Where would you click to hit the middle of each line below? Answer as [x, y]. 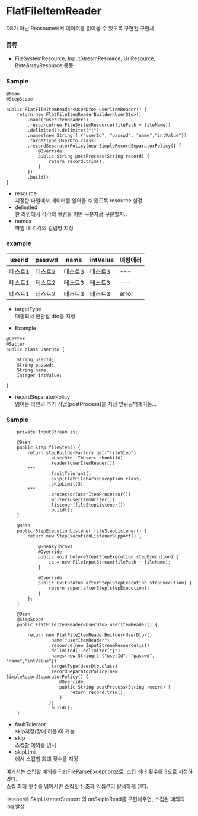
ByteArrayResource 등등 [44, 65]
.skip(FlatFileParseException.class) [95, 479]
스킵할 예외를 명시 [35, 745]
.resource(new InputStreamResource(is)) [99, 646]
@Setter [16, 344]
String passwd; [36, 365]
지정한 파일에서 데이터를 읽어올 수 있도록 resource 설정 [79, 200]
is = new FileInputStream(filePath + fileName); [109, 562]
